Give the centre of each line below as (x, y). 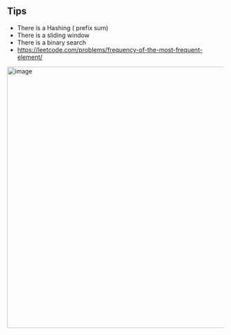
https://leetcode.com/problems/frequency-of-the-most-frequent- (110, 49)
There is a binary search (52, 42)
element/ (30, 57)
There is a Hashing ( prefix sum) (63, 27)
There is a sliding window (53, 35)
